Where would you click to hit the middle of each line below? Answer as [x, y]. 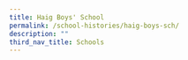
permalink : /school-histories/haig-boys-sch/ [94, 26]
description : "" [39, 34]
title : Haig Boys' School [56, 17]
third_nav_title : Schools [56, 42]
